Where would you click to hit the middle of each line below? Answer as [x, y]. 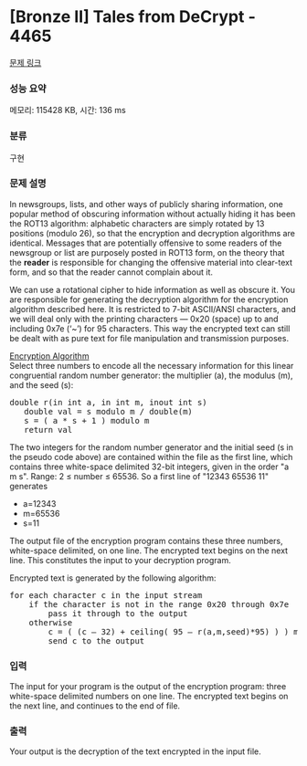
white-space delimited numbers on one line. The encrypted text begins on [149, 697]
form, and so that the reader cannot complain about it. [111, 272]
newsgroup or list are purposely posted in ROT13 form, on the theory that [147, 252]
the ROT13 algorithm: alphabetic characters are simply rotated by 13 [137, 223]
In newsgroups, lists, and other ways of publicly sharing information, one [146, 204]
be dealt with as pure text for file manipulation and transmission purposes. [149, 338]
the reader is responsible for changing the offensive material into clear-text [151, 262]
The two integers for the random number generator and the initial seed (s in [152, 447]
